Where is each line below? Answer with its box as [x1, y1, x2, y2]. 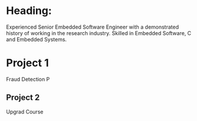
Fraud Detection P [6, 75, 50, 82]
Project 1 [6, 57, 49, 70]
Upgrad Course [6, 108, 44, 115]
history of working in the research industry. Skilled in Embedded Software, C [6, 29, 192, 36]
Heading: [6, 4, 52, 18]
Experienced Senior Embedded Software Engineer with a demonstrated [6, 23, 179, 30]
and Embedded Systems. [6, 36, 67, 43]
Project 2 [6, 92, 40, 103]
